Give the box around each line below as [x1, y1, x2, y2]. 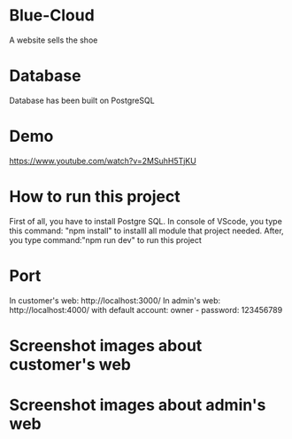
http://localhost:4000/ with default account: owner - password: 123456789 [9, 304, 283, 315]
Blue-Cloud [9, 5, 95, 26]
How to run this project [9, 187, 181, 207]
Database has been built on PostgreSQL [9, 95, 155, 106]
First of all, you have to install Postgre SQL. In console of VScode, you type [9, 216, 283, 226]
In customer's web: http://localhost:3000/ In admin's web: [9, 294, 221, 306]
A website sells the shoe [9, 35, 98, 45]
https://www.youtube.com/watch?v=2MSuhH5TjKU [9, 155, 196, 166]
